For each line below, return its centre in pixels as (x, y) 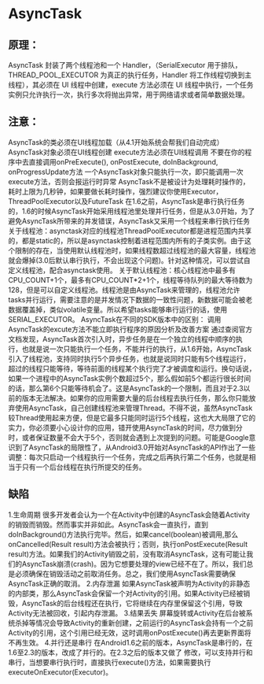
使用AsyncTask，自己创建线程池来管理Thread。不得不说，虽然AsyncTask (134, 408)
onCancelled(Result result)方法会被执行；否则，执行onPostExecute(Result (128, 544)
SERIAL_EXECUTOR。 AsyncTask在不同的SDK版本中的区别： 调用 (115, 319)
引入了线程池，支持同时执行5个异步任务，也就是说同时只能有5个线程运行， (129, 358)
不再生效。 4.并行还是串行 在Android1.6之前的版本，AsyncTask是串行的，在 (130, 642)
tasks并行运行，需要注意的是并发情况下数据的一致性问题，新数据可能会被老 (130, 299)
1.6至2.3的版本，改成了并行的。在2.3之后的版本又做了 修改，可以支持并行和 (130, 652)
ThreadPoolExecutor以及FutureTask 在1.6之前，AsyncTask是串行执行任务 (126, 201)
